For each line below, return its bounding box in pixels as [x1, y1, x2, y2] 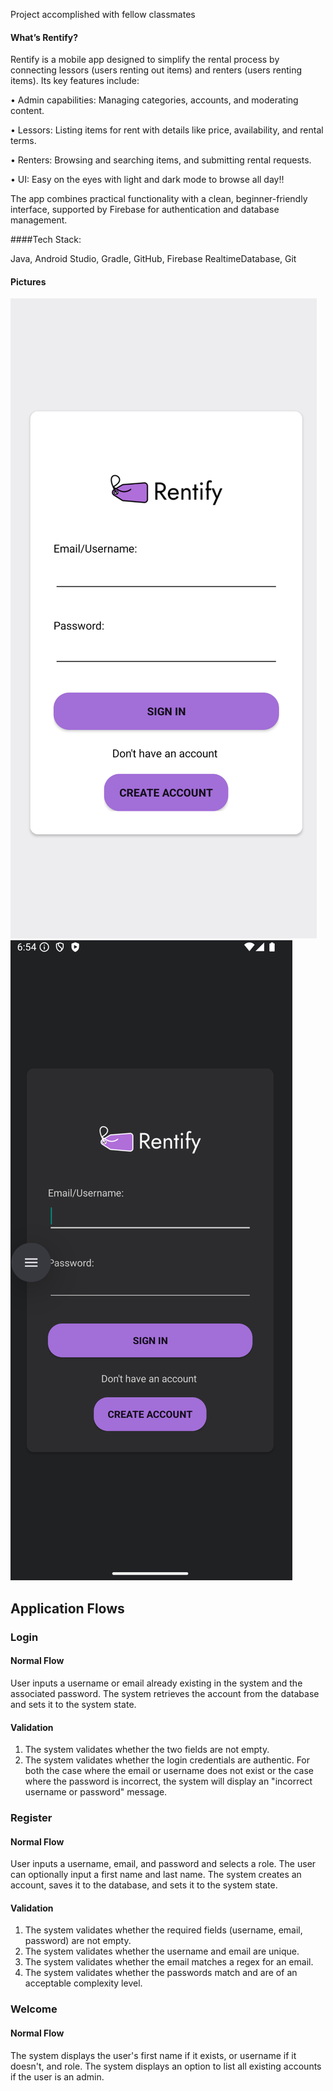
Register [10, 1811, 53, 1825]
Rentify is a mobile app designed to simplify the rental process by [10, 54, 280, 66]
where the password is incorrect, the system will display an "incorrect [24, 1775, 313, 1788]
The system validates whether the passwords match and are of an [24, 1967, 298, 1979]
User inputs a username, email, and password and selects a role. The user [10, 1858, 317, 1870]
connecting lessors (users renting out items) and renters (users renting [10, 64, 302, 76]
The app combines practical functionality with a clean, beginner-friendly [10, 193, 308, 205]
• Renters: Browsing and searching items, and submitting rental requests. [10, 154, 312, 166]
